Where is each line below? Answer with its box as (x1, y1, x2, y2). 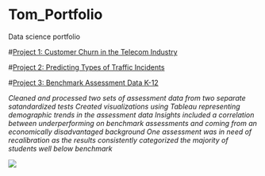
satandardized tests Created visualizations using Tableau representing (8, 101, 240, 111)
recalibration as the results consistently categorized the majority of (8, 135, 229, 144)
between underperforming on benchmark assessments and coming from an (8, 118, 258, 128)
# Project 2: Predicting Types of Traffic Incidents (8, 62, 165, 72)
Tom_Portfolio (8, 6, 103, 24)
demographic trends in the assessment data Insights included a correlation (8, 109, 255, 120)
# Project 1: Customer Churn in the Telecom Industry (8, 47, 178, 56)
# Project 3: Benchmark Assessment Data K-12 (8, 78, 159, 87)
